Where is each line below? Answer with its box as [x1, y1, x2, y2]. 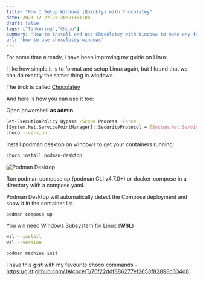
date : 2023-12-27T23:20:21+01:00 [6, 15, 91, 21]
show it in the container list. [6, 199, 75, 207]
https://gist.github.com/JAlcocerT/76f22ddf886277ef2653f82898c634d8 [6, 268, 189, 275]
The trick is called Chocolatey [6, 83, 80, 91]
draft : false [6, 20, 39, 26]
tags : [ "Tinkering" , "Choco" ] [6, 25, 80, 32]
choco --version [6, 129, 47, 136]
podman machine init [6, 250, 59, 257]
